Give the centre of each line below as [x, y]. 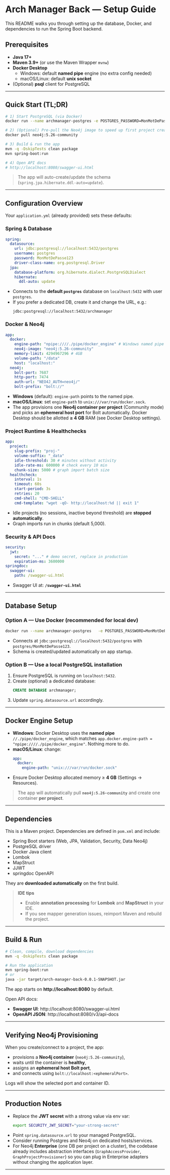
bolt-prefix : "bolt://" [39, 387]
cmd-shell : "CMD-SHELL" [39, 498]
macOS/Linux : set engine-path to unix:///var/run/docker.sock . [79, 402]
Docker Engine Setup [39, 721]
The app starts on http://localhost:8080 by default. [59, 989]
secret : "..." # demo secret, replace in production [71, 557]
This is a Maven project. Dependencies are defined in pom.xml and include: [83, 831]
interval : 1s [28, 479]
